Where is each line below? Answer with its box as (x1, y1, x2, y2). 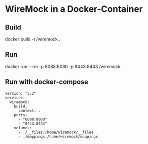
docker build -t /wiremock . (5, 36, 61, 42)
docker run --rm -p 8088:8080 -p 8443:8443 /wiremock (5, 63, 121, 70)
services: (5, 95, 26, 100)
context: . (18, 108, 41, 113)
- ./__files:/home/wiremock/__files (18, 130, 94, 135)
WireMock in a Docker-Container (5, 3, 143, 15)
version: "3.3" (5, 91, 37, 96)
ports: (14, 112, 28, 117)
